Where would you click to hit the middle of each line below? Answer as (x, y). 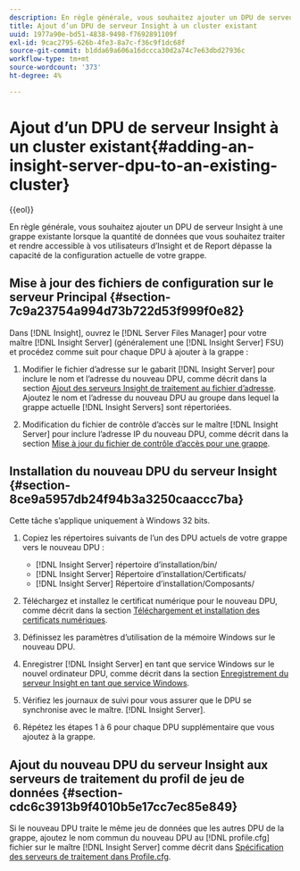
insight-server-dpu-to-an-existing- (144, 165)
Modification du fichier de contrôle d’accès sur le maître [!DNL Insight (150, 424)
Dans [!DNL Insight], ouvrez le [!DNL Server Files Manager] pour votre (138, 332)
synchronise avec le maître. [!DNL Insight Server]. (113, 710)
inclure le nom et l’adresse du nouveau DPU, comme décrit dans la (145, 378)
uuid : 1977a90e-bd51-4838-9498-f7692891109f (93, 34)
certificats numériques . (65, 620)
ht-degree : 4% (36, 76)
